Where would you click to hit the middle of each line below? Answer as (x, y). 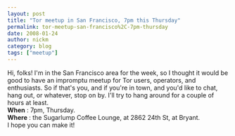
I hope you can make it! (41, 125)
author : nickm (28, 40)
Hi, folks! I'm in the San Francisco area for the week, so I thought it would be (118, 73)
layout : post (26, 14)
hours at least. (28, 102)
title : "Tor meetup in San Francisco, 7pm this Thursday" (94, 20)
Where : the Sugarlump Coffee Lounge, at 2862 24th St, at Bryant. (104, 117)
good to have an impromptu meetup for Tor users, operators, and (102, 80)
